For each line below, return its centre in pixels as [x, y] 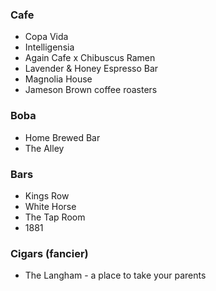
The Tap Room [55, 217]
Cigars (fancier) [49, 253]
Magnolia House [58, 79]
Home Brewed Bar [62, 137]
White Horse [50, 206]
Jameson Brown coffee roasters [91, 90]
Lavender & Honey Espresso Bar [91, 69]
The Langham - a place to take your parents [115, 275]
